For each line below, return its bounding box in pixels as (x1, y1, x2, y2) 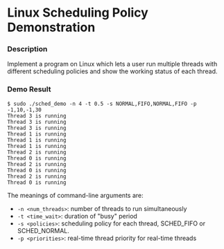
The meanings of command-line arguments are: (7, 191, 144, 199)
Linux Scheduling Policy (7, 5, 149, 21)
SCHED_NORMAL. (17, 226, 69, 234)
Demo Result (7, 84, 51, 94)
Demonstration (7, 19, 96, 35)
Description (7, 44, 48, 54)
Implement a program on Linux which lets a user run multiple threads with (7, 60, 218, 68)
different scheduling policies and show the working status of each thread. (7, 67, 218, 75)
